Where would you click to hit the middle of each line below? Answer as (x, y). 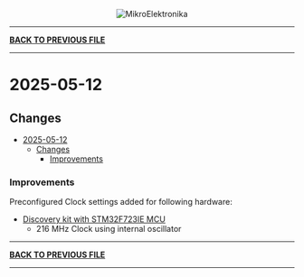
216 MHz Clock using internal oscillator (109, 229)
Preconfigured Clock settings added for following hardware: (121, 202)
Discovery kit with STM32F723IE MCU (94, 219)
